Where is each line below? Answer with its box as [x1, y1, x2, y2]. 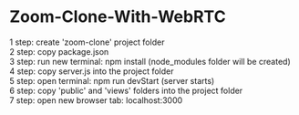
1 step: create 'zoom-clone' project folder [9, 37, 165, 47]
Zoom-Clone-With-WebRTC [9, 6, 226, 27]
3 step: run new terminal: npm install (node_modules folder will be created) [9, 56, 291, 67]
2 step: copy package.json [9, 46, 109, 57]
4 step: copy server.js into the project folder [9, 66, 174, 77]
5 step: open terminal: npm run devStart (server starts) [9, 75, 215, 86]
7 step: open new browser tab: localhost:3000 [9, 94, 183, 106]
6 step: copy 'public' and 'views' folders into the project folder [9, 85, 243, 96]
